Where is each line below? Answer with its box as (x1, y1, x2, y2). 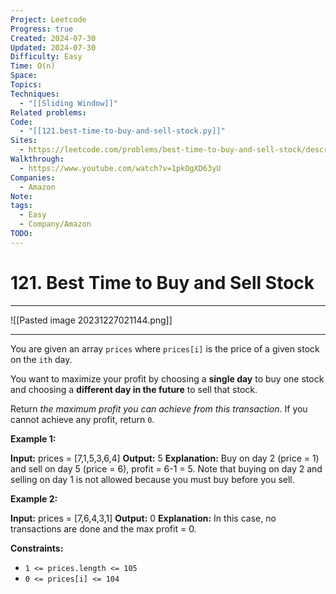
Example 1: (10, 432, 57, 445)
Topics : (10, 80, 43, 90)
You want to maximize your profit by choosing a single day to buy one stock (10, 372, 325, 385)
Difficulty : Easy (10, 52, 83, 62)
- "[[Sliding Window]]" (19, 98, 118, 108)
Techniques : (10, 89, 60, 99)
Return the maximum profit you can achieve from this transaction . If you (10, 402, 308, 415)
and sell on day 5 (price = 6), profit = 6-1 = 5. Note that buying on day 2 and (10, 462, 323, 475)
